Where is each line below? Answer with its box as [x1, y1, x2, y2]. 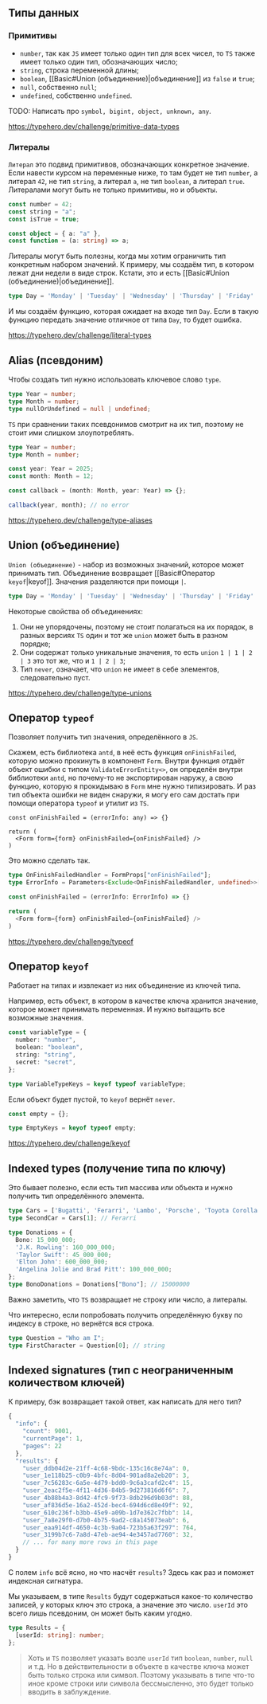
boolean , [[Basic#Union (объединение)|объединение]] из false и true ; [19, 73, 256, 83]
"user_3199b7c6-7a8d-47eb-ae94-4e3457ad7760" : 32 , [22, 1531, 194, 1539]
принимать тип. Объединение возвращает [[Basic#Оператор [8, 568, 215, 578]
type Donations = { [8, 1228, 73, 1236]
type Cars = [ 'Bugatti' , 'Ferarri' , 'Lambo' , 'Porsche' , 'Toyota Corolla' [8, 1207, 261, 1215]
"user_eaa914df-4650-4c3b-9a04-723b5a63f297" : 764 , [22, 1523, 197, 1532]
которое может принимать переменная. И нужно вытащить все [8, 1005, 226, 1014]
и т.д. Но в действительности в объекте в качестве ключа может [27, 1661, 250, 1671]
